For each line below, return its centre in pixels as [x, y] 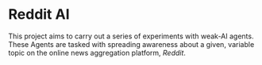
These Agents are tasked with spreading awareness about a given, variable [131, 44]
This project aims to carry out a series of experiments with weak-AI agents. [131, 36]
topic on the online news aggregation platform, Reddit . [97, 52]
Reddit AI [39, 14]
